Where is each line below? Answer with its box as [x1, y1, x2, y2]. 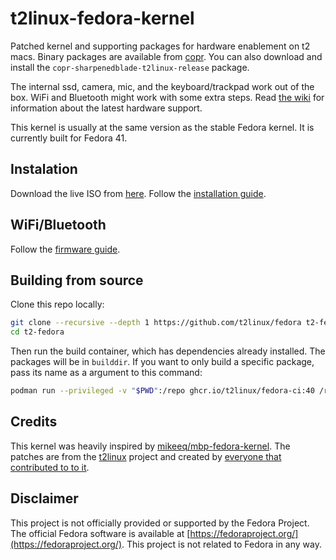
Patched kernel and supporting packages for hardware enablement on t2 [10, 40, 311, 52]
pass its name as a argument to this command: [10, 367, 203, 379]
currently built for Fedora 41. [10, 132, 128, 144]
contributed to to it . [10, 461, 90, 473]
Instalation [10, 161, 78, 178]
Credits [10, 413, 58, 431]
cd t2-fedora [10, 327, 65, 337]
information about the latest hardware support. [10, 102, 203, 114]
